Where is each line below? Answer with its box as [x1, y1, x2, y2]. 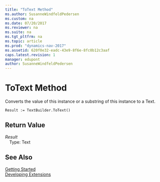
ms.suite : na [5, 30, 32, 35]
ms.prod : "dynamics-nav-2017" [5, 43, 67, 48]
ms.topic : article [5, 39, 42, 44]
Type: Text [9, 139, 31, 145]
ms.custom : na [5, 16, 34, 21]
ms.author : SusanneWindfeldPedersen [5, 12, 79, 17]
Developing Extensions [5, 171, 51, 177]
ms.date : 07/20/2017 [5, 20, 47, 26]
